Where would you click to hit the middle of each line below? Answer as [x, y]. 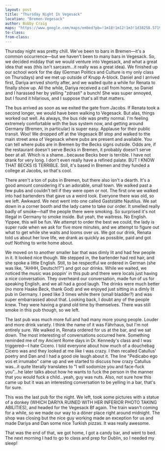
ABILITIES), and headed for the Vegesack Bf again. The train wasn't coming [82, 407]
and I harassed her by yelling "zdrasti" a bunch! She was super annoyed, [79, 93]
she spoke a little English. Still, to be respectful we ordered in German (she [81, 263]
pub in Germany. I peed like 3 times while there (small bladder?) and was [79, 294]
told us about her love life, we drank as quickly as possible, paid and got [78, 237]
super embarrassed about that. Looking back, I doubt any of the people [77, 299]
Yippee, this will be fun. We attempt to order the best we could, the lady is [80, 222]
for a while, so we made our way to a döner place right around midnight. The [82, 413]
